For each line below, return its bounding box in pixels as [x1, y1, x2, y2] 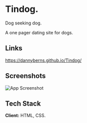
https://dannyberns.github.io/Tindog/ [5, 57, 81, 63]
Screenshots [5, 72, 46, 80]
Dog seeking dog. [5, 20, 42, 26]
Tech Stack [5, 99, 41, 108]
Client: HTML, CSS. [5, 113, 46, 119]
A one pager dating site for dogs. [5, 29, 73, 35]
